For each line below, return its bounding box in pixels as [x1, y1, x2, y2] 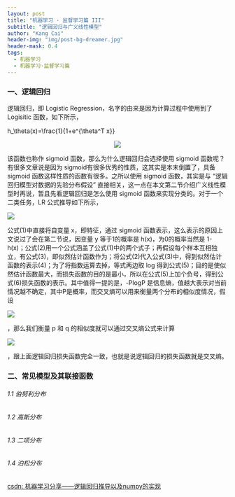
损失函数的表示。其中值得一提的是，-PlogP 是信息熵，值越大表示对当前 [21, 278, 227, 287]
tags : [7, 50, 23, 57]
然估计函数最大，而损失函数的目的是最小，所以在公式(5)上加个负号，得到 [7, 269, 218, 278]
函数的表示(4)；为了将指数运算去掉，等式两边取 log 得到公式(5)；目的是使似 [7, 260, 227, 269]
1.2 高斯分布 [7, 413, 42, 421]
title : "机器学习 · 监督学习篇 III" [7, 17, 105, 24]
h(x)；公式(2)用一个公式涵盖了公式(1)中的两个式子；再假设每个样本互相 [7, 243, 212, 252]
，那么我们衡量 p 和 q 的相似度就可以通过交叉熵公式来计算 [7, 323, 175, 332]
